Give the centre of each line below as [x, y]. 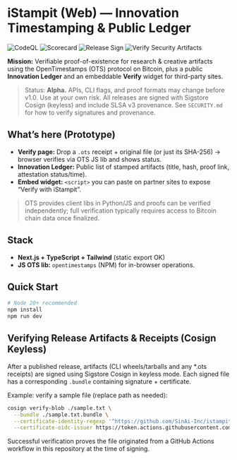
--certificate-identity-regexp [60, 421]
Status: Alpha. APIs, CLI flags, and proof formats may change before [124, 90]
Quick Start [33, 287]
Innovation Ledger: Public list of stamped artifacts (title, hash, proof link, [123, 167]
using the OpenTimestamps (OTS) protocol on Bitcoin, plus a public [105, 69]
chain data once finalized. [62, 218]
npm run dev [25, 317]
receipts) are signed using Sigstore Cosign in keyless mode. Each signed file [119, 374]
